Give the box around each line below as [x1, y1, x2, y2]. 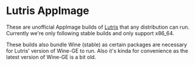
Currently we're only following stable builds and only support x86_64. [6, 29, 175, 36]
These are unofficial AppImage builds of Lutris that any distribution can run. [6, 23, 190, 30]
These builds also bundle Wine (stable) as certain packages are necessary [6, 41, 187, 48]
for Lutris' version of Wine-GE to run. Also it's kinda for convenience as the [6, 47, 189, 54]
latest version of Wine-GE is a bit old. [6, 53, 96, 60]
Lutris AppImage [6, 4, 90, 18]
